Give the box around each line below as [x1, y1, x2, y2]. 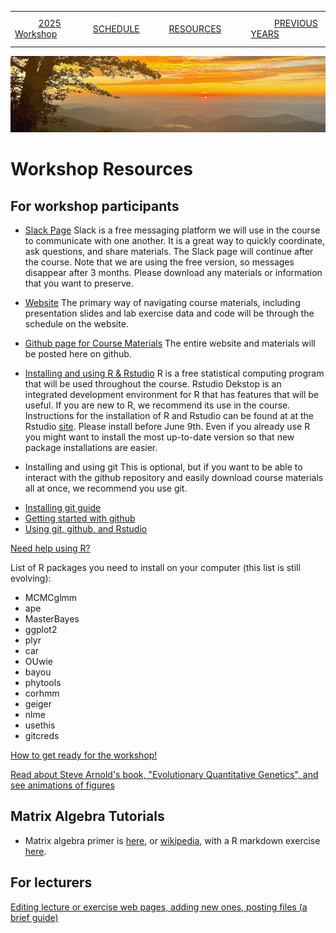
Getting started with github [24, 512, 136, 525]
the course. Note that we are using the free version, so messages [24, 256, 295, 268]
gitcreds [24, 730, 60, 742]
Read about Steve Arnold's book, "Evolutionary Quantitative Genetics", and [10, 769, 319, 781]
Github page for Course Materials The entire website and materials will [24, 337, 316, 350]
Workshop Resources [10, 158, 194, 181]
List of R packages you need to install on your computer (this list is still [10, 562, 301, 574]
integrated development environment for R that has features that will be [24, 389, 319, 401]
